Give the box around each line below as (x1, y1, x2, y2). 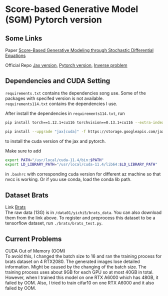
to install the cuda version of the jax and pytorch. (5, 138, 106, 144)
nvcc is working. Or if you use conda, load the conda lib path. (5, 176, 131, 182)
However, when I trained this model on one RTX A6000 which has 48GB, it (5, 274, 158, 280)
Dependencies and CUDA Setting (5, 76, 110, 85)
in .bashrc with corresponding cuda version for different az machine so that (5, 171, 161, 177)
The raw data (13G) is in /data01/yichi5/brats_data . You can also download (5, 209, 162, 215)
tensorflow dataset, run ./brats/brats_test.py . (5, 220, 103, 226)
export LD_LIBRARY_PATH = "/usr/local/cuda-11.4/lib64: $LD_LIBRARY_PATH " (5, 162, 157, 167)
